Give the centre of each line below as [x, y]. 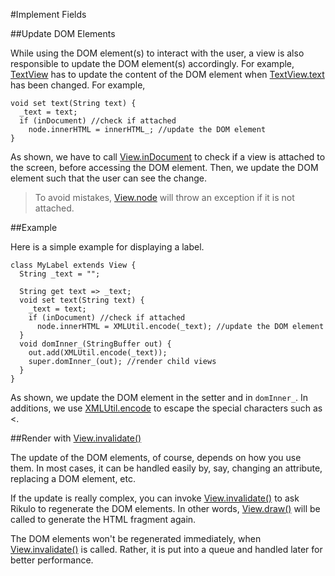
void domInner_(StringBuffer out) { [95, 344]
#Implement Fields [48, 14]
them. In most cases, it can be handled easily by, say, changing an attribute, [166, 468]
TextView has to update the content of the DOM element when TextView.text [167, 74]
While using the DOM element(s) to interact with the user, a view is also [157, 53]
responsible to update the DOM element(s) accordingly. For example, [152, 63]
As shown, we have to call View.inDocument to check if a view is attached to [168, 157]
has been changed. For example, [78, 85]
